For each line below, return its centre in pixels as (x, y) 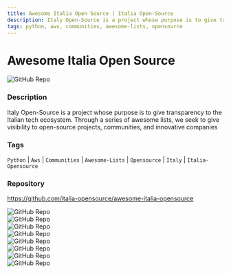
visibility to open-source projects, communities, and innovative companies (112, 127)
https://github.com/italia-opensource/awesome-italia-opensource (100, 199)
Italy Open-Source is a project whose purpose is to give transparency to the (114, 112)
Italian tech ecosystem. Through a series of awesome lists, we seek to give (113, 119)
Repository (26, 183)
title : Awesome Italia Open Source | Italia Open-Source (90, 13)
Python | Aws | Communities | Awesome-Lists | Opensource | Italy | (96, 160)
